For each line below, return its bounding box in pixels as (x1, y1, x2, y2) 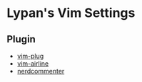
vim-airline (16, 59, 49, 68)
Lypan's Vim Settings (6, 5, 136, 21)
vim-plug (16, 52, 44, 60)
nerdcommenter (16, 67, 65, 75)
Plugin (6, 33, 36, 45)
